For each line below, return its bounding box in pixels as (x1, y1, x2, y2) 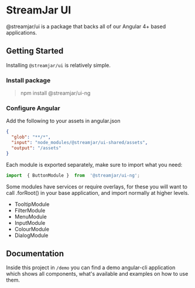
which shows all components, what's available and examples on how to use (6, 270, 189, 277)
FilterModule (14, 207, 46, 214)
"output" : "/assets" (11, 145, 61, 151)
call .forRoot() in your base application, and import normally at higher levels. (6, 189, 189, 196)
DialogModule (14, 232, 49, 239)
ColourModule (14, 225, 50, 232)
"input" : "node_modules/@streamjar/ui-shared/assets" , (11, 140, 148, 146)
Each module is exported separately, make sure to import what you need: (6, 161, 183, 168)
